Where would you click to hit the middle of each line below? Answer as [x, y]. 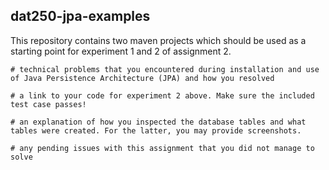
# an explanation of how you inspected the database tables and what [158, 122]
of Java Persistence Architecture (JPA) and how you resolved [142, 78]
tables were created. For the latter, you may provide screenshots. [156, 130]
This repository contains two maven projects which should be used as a [158, 40]
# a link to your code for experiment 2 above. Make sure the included [162, 95]
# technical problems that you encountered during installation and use [165, 69]
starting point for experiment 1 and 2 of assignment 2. [121, 51]
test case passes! [48, 104]
